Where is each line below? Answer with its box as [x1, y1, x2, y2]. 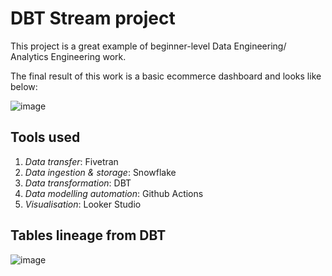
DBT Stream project [10, 7, 176, 30]
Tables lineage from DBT [10, 227, 167, 244]
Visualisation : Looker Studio [24, 198, 142, 210]
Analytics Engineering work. [10, 50, 127, 62]
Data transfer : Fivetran [24, 155, 119, 167]
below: [10, 80, 38, 92]
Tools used [10, 129, 81, 146]
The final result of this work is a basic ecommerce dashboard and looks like [10, 70, 322, 82]
